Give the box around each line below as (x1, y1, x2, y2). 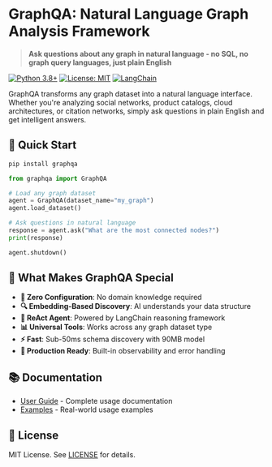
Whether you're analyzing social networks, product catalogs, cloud (8, 97, 233, 107)
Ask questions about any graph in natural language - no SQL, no (28, 49, 249, 58)
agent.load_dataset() (8, 204, 82, 212)
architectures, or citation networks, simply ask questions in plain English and (8, 106, 265, 116)
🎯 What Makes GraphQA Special (8, 271, 175, 285)
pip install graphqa (8, 160, 79, 168)
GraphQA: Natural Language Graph (8, 5, 249, 24)
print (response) (8, 233, 63, 242)
